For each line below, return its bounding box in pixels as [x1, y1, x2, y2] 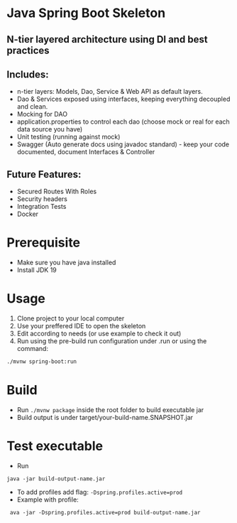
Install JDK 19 [16, 266, 57, 274]
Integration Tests [16, 203, 67, 211]
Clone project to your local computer [16, 314, 125, 323]
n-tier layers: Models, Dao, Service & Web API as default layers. [16, 87, 203, 96]
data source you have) [16, 125, 83, 134]
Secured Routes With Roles [16, 187, 97, 196]
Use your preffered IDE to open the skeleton [16, 322, 146, 330]
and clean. [16, 102, 48, 111]
